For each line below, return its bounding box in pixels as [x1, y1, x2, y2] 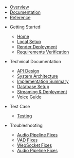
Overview [9, 4, 29, 10]
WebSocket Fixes [17, 142, 52, 148]
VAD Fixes [17, 137, 38, 143]
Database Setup [17, 84, 50, 90]
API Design [17, 68, 39, 74]
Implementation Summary [17, 78, 69, 84]
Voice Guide [17, 94, 42, 100]
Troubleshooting [9, 122, 43, 128]
